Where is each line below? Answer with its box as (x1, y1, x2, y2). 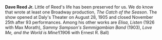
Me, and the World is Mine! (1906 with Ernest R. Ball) (5, 30, 109, 35)
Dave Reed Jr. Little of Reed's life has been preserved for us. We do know (5, 4, 153, 10)
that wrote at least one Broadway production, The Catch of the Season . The (5, 9, 157, 15)
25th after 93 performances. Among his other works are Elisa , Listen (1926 (5, 19, 155, 25)
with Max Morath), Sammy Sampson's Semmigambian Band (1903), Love (5, 25, 152, 30)
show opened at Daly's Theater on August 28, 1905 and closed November (5, 14, 153, 20)
